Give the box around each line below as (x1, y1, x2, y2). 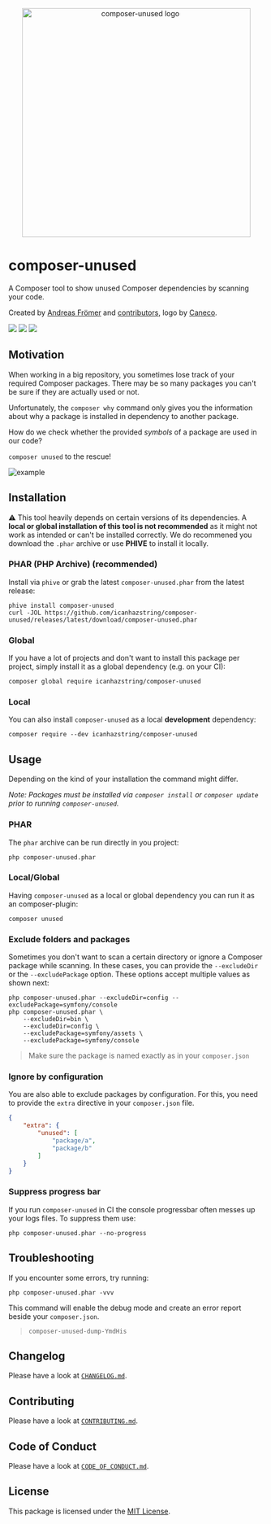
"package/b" (51, 1144, 92, 1152)
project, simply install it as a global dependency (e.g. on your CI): (8, 662, 226, 671)
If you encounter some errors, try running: (8, 1273, 149, 1282)
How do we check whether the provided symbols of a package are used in (8, 427, 257, 437)
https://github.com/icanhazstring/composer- (44, 609, 198, 617)
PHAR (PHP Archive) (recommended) (8, 558, 158, 570)
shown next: (8, 978, 50, 988)
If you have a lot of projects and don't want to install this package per (8, 653, 240, 663)
